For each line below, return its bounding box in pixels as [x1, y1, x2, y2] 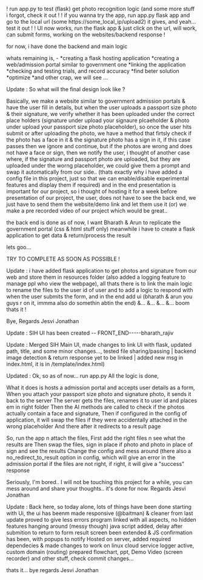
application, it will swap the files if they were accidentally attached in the [6, 416, 187, 423]
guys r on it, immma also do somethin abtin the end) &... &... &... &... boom [6, 299, 190, 306]
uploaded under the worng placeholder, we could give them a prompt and [6, 162, 190, 169]
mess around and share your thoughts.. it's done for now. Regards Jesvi [6, 485, 186, 492]
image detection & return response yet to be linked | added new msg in [6, 354, 184, 361]
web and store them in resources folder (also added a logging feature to [6, 273, 186, 281]
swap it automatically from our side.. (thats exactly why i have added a [6, 168, 182, 176]
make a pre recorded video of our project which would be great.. [6, 207, 168, 214]
